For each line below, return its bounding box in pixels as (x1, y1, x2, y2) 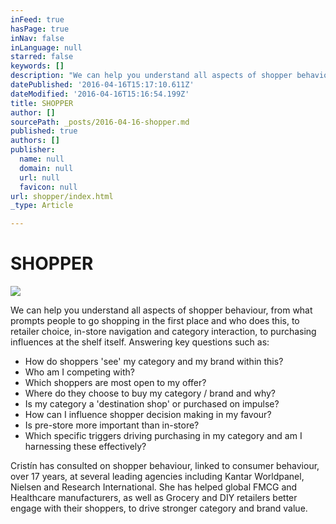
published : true (10, 126, 78, 136)
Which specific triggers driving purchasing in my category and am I (24, 430, 303, 442)
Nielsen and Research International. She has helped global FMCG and (10, 481, 298, 493)
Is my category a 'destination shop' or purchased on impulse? (24, 398, 280, 410)
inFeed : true (10, 14, 65, 25)
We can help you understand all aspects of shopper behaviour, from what (10, 304, 313, 316)
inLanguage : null (10, 42, 83, 53)
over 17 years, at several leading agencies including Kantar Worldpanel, (10, 471, 305, 483)
